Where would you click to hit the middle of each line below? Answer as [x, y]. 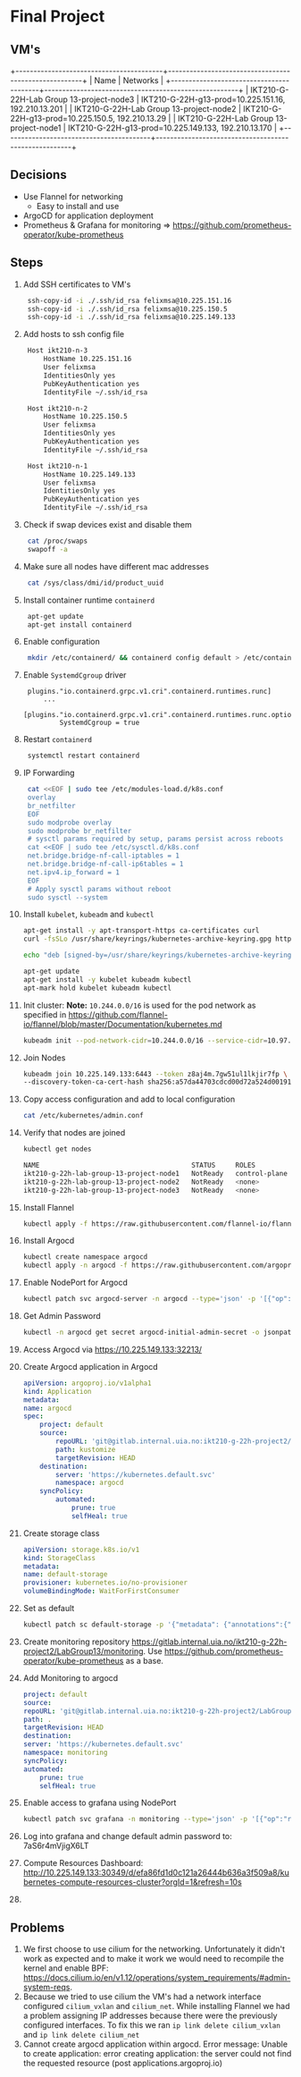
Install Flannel [49, 1207]
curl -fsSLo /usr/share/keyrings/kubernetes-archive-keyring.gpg [147, 939]
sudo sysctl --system [67, 897]
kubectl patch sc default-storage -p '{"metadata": [121, 1625]
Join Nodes [44, 1058]
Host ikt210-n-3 [58, 350]
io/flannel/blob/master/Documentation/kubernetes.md [122, 1024]
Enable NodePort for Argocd [75, 1283]
